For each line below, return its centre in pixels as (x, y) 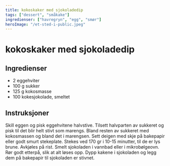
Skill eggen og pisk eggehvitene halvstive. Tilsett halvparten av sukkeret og (85, 125)
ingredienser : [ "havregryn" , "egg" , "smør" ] (53, 19)
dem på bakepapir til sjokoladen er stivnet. (50, 158)
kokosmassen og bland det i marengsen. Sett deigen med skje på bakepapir (85, 136)
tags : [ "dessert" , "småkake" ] (38, 15)
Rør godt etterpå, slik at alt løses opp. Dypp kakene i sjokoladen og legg (81, 152)
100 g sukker (26, 86)
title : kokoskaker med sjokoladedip (44, 10)
